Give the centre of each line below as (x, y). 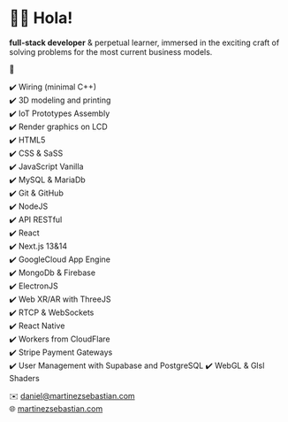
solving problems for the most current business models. (111, 51)
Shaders (24, 378)
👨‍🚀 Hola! (41, 18)
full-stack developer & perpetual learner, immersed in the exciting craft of (144, 42)
